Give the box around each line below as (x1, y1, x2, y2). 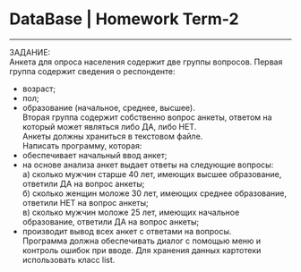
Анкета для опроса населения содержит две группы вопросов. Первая (9, 56, 283, 67)
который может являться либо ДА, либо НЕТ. (21, 121, 197, 132)
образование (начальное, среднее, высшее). (21, 102, 195, 113)
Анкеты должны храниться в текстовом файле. (21, 131, 203, 141)
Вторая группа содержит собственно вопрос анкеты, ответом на (21, 112, 272, 123)
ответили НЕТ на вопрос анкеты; (21, 197, 150, 208)
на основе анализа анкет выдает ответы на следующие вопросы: (21, 159, 274, 170)
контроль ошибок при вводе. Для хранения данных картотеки (21, 244, 262, 255)
